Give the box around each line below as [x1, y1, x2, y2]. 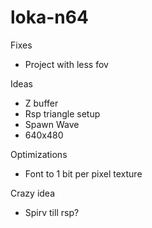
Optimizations [10, 148, 68, 160]
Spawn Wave [24, 118, 80, 130]
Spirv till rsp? [24, 206, 80, 218]
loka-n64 [10, 6, 89, 29]
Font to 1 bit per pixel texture [24, 167, 143, 180]
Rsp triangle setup [24, 107, 101, 120]
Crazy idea [10, 187, 56, 199]
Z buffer [24, 97, 59, 109]
